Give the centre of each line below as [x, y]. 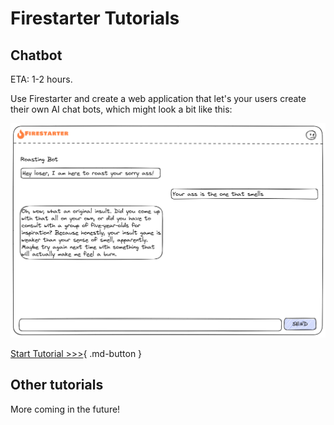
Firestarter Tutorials [95, 18]
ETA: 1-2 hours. [41, 79]
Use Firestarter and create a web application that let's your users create [158, 98]
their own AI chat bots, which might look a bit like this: [121, 109]
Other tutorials [57, 385]
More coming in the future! [65, 409]
